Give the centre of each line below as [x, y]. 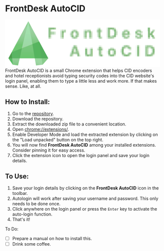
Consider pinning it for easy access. [49, 150]
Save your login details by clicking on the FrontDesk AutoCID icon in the [85, 188]
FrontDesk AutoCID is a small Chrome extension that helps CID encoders [79, 71]
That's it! [21, 220]
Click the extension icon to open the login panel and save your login [81, 156]
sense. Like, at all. [23, 86]
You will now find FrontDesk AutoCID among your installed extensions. [84, 145]
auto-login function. [32, 214]
